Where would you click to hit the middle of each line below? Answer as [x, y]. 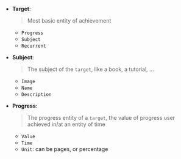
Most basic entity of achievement [69, 20]
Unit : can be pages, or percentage [65, 149]
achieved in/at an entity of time [66, 124]
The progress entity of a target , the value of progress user [101, 118]
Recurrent [34, 46]
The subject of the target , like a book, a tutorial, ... [90, 69]
